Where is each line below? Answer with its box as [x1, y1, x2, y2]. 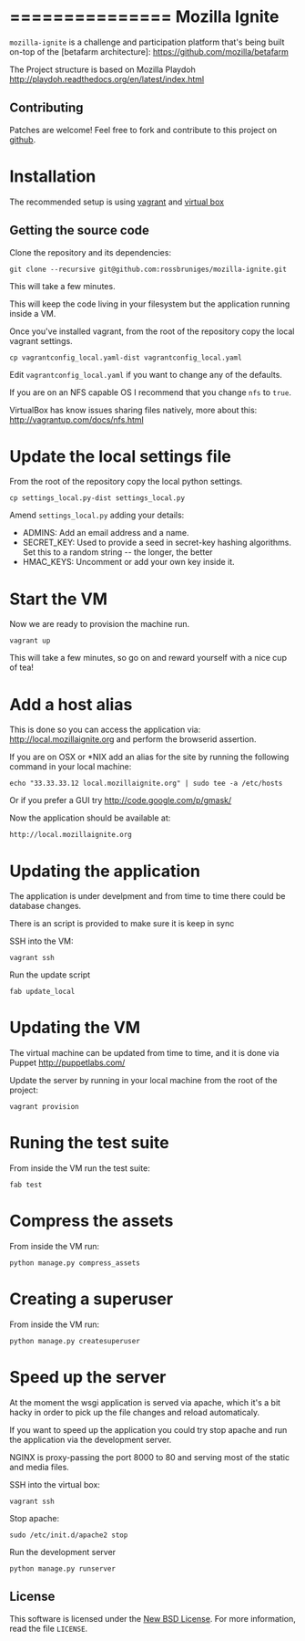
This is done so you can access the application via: [9, 724, 201, 736]
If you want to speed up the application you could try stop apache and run [9, 1424, 288, 1435]
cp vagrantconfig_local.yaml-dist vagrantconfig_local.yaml [9, 353, 243, 362]
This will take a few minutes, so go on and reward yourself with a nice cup [9, 653, 287, 664]
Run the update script [9, 969, 91, 980]
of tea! [9, 662, 35, 673]
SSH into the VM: [9, 935, 75, 946]
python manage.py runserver [9, 1563, 117, 1573]
